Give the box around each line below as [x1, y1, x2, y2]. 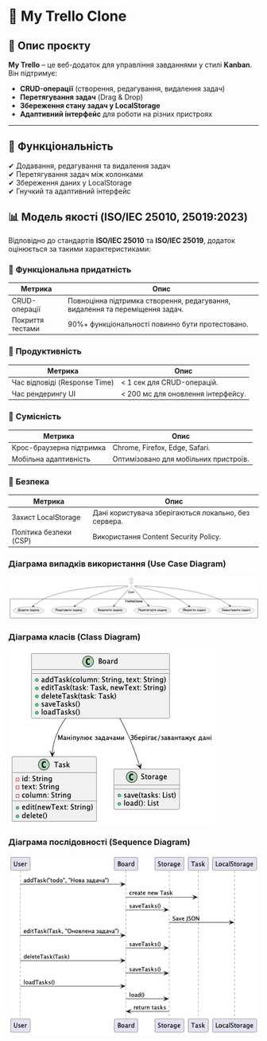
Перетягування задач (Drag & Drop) [19, 92, 144, 102]
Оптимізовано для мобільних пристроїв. [112, 454, 250, 464]
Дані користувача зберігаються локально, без [92, 508, 250, 518]
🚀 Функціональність [8, 139, 114, 154]
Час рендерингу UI [11, 389, 76, 398]
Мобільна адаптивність [11, 454, 91, 464]
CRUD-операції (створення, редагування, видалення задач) [19, 84, 226, 93]
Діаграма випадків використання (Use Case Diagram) [8, 558, 226, 569]
